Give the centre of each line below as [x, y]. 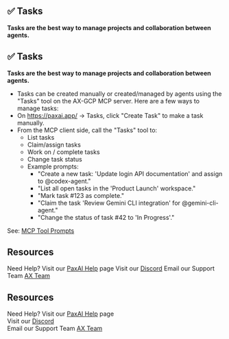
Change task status [55, 159]
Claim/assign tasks [54, 145]
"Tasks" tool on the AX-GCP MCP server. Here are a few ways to [108, 101]
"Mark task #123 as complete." [81, 195]
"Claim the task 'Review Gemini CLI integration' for [109, 203]
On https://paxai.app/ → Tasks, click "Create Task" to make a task [110, 115]
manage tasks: [38, 108]
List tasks [41, 137]
